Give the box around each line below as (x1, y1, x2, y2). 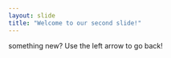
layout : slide (8, 11, 56, 20)
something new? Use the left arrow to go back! (8, 41, 163, 50)
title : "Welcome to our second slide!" (8, 19, 142, 27)
